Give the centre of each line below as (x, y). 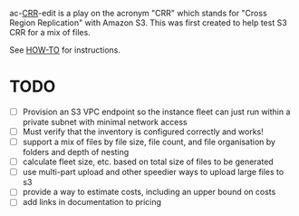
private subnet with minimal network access (105, 122)
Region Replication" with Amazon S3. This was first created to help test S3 (148, 23)
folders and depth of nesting (76, 152)
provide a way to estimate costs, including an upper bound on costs (149, 192)
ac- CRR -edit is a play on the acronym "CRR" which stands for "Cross (138, 13)
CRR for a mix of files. (50, 32)
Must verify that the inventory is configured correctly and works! (143, 132)
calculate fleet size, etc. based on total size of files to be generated (148, 162)
